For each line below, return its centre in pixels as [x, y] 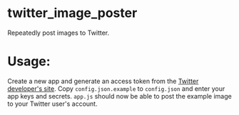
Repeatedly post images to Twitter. [59, 33]
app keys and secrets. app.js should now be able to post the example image [119, 96]
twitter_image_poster [72, 13]
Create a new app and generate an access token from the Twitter [103, 81]
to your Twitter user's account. [52, 104]
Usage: [29, 61]
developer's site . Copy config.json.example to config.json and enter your [116, 88]
